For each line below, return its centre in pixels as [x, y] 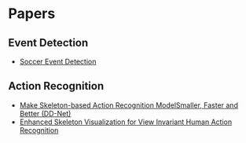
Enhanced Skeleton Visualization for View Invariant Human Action [126, 122]
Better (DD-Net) [45, 113]
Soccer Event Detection [58, 61]
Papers [32, 14]
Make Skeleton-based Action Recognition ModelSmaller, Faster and [129, 105]
